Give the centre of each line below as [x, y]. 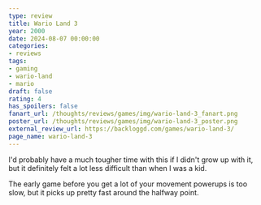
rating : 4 [25, 99]
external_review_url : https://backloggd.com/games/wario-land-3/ [121, 129]
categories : [28, 46]
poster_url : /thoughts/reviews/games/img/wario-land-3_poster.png [123, 122]
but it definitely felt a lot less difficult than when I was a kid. [108, 168]
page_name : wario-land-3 [50, 136]
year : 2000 [27, 31]
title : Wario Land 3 [43, 23]
